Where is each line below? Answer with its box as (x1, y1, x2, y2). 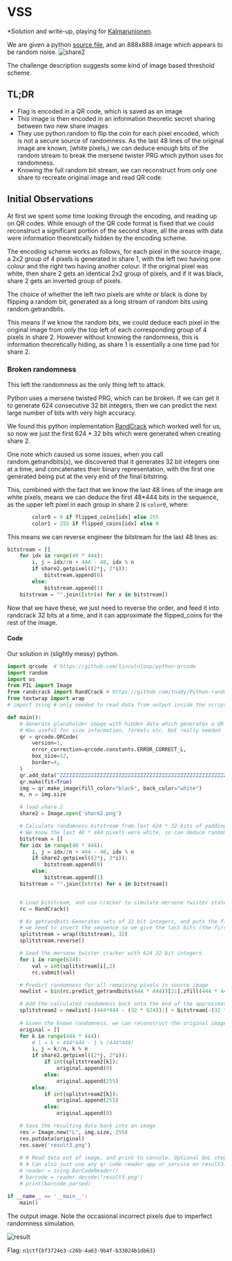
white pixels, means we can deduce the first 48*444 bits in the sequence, (7, 493, 219, 501)
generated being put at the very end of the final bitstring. (7, 472, 169, 480)
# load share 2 (19, 804, 64, 810)
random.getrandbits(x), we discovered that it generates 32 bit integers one (7, 457, 220, 466)
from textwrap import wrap (7, 695, 85, 702)
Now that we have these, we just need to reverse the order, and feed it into (7, 604, 220, 612)
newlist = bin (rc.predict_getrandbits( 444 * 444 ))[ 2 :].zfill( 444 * (19, 988, 217, 995)
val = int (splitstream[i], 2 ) (32, 963, 116, 970)
